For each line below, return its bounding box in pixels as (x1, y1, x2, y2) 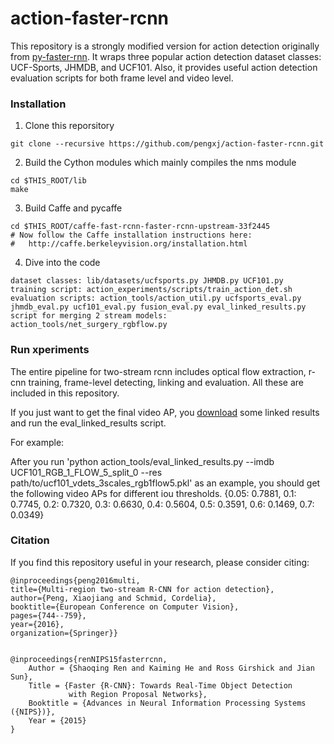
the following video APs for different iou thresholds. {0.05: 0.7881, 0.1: (10, 487, 297, 499)
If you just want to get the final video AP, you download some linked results (10, 406, 320, 418)
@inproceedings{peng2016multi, (10, 575, 141, 586)
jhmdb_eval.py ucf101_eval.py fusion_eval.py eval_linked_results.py (10, 302, 307, 312)
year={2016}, (10, 619, 65, 629)
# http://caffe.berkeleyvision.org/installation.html (10, 239, 248, 249)
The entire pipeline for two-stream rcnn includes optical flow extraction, (10, 365, 307, 377)
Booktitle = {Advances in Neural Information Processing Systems (28, 698, 307, 708)
